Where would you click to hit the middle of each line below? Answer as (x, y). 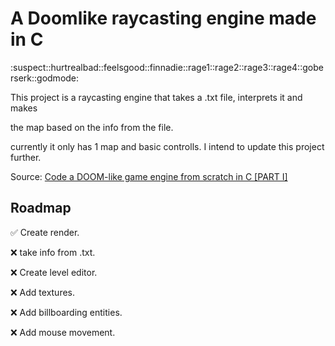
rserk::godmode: (45, 78)
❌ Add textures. (43, 292)
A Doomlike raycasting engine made (163, 18)
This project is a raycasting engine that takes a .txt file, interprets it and (156, 97)
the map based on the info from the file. (92, 127)
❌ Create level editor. (54, 272)
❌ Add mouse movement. (63, 332)
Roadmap (41, 208)
